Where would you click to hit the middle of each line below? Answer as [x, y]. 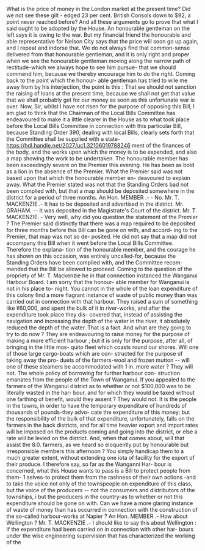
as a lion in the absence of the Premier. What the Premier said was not [95, 171]
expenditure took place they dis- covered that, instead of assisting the [95, 314]
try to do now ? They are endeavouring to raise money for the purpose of [98, 334]
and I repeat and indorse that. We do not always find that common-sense [98, 48]
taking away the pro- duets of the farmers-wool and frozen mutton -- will [98, 360]
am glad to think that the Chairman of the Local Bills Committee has [91, 113]
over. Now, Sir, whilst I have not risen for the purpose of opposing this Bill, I [101, 106]
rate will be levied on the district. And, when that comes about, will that [95, 438]
